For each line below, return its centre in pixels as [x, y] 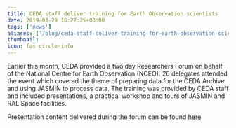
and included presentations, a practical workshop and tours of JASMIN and [116, 96]
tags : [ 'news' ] [29, 27]
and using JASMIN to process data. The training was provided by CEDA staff [118, 88]
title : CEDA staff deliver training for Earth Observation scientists [113, 14]
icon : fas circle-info [40, 46]
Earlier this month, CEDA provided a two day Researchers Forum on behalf [115, 66]
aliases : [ [23, 33]
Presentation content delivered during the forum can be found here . [105, 117]
